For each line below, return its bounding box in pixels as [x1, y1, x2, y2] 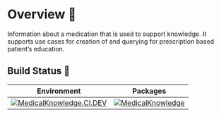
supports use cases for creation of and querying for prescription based [7, 37, 215, 45]
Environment [36, 86, 81, 96]
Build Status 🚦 [7, 65, 71, 77]
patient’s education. [7, 44, 65, 53]
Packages [132, 86, 167, 96]
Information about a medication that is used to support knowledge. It [7, 30, 207, 38]
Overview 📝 [7, 6, 76, 23]
